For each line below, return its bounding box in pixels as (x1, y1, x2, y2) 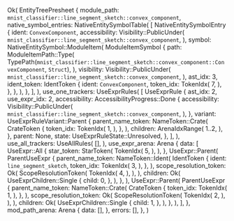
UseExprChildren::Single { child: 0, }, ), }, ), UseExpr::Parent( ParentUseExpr (7, 176, 226, 184)
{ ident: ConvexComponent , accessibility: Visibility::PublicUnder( (7, 28, 185, 36)
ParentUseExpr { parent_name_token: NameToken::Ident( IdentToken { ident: (7, 154, 227, 162)
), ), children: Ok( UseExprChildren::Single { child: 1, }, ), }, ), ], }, (7, 199, 191, 206)
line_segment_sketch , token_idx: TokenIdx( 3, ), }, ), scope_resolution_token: (7, 162, 226, 169)
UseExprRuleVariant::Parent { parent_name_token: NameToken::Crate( (7, 117, 208, 125)
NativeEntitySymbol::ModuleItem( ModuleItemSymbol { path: (7, 43, 182, 51)
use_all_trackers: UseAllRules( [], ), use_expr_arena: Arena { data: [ (7, 139, 199, 147)
